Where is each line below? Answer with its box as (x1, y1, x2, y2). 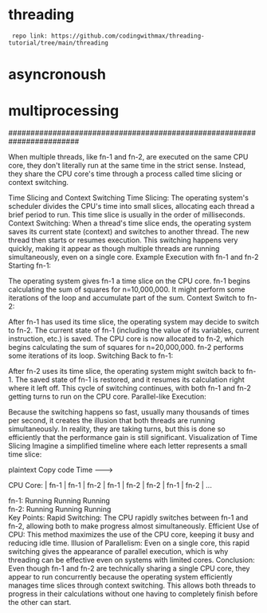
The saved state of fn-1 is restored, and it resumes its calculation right (14, 375, 245, 384)
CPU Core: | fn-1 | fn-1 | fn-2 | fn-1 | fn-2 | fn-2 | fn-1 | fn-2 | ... (8, 481, 213, 490)
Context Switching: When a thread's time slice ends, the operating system (8, 218, 252, 228)
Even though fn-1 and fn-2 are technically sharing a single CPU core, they (8, 564, 250, 573)
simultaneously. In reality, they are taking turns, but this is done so (8, 424, 226, 434)
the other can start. (8, 598, 72, 607)
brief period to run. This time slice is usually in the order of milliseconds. (8, 210, 245, 220)
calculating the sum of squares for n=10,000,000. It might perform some (8, 285, 245, 294)
